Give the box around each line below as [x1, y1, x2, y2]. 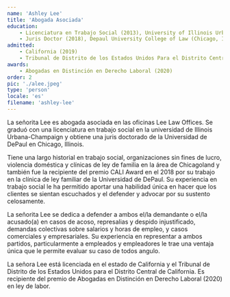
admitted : [7, 42, 36, 49]
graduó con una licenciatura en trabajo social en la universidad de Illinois [7, 125, 213, 134]
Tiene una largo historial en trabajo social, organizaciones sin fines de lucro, [7, 153, 222, 161]
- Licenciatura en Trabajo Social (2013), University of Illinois [19, 29, 213, 36]
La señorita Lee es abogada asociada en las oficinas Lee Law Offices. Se [7, 118, 214, 126]
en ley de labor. [7, 282, 51, 290]
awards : [7, 61, 29, 68]
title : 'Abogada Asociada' [7, 16, 84, 23]
